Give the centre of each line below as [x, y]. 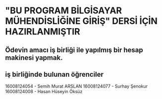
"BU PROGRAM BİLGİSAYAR [64, 11]
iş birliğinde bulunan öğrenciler [54, 74]
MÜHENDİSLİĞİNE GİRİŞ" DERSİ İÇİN [81, 21]
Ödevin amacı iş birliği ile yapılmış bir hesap [74, 50]
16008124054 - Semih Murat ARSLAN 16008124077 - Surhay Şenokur [76, 86]
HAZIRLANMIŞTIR [43, 32]
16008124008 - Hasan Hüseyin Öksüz [44, 92]
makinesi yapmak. [34, 58]
